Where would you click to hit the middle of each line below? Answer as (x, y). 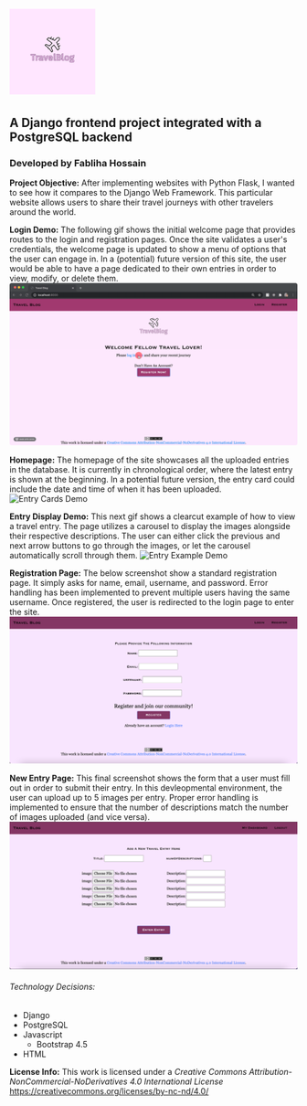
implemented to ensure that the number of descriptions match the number (149, 807)
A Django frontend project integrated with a (136, 122)
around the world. (43, 212)
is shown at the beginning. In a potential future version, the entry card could (152, 480)
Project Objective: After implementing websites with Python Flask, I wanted (152, 183)
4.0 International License (176, 1081)
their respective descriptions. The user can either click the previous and (145, 536)
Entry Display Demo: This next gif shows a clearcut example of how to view (153, 516)
